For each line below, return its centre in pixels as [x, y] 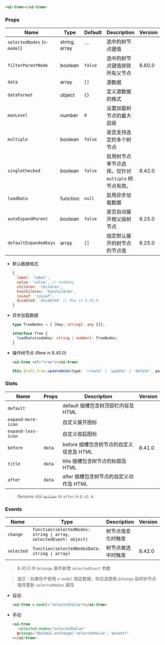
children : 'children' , [40, 287]
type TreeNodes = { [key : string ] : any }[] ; [58, 325]
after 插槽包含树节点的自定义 [96, 476]
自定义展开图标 [80, 422]
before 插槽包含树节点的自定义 [98, 444]
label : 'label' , [33, 278]
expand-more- [23, 419]
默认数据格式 [25, 264]
